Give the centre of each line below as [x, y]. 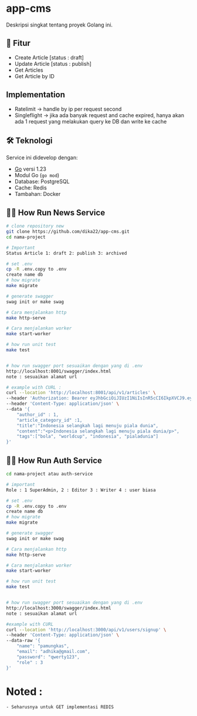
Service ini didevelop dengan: [42, 158]
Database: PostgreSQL [42, 182]
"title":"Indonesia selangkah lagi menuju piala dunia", [88, 425]
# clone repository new [35, 226]
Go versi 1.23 [30, 169]
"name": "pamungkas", [43, 646]
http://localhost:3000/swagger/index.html [59, 608]
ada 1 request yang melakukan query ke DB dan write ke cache [91, 121]
